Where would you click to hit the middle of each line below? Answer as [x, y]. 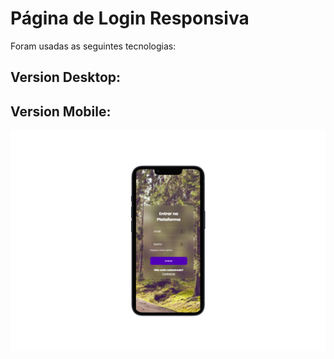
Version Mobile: [61, 111]
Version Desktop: [66, 77]
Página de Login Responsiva [130, 18]
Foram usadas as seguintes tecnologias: [93, 46]
